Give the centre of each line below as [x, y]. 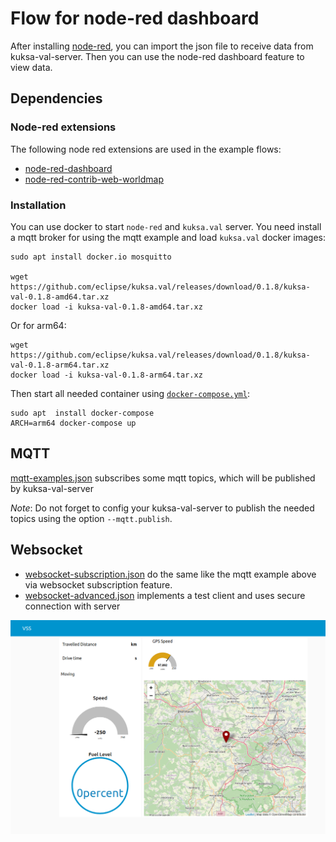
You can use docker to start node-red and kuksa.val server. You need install [166, 226]
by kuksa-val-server [52, 488]
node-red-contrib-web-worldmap [94, 179]
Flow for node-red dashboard [135, 18]
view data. [31, 67]
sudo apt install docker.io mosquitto [91, 257]
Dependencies [56, 98]
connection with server [72, 606]
